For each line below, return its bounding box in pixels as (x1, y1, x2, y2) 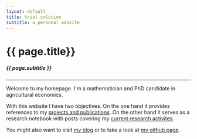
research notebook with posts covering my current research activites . (6, 115, 175, 122)
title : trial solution (6, 14, 62, 20)
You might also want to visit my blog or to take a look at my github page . (6, 126, 181, 133)
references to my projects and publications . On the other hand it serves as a (6, 109, 190, 116)
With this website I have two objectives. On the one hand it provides (6, 102, 170, 109)
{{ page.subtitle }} (6, 65, 52, 72)
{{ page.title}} (6, 45, 76, 58)
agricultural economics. (6, 91, 63, 98)
